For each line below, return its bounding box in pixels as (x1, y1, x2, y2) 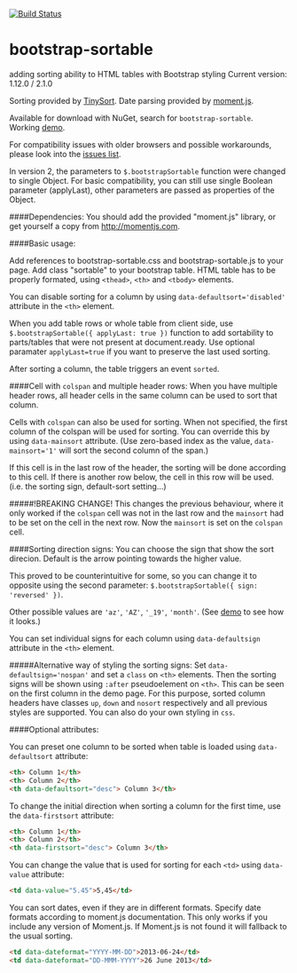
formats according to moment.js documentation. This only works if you (9, 912, 268, 922)
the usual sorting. (9, 930, 74, 941)
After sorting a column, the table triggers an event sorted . (9, 363, 220, 374)
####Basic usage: (9, 238, 76, 249)
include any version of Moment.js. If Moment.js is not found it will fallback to (9, 922, 287, 932)
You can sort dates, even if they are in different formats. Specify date (9, 902, 262, 914)
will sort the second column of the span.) (59, 445, 209, 455)
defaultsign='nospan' (9, 670, 90, 679)
